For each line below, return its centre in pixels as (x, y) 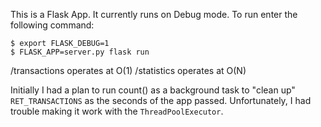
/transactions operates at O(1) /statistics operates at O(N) (128, 70)
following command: (52, 25)
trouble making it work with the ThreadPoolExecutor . (117, 111)
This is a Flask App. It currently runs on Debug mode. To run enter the (154, 14)
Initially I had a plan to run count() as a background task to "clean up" (153, 90)
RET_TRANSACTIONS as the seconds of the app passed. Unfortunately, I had (161, 100)
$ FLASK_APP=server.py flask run (80, 52)
